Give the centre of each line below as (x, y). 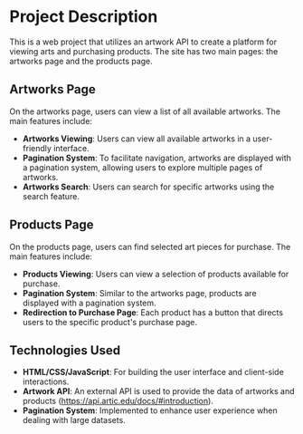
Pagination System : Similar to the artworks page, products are (139, 293)
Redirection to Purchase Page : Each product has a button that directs (152, 312)
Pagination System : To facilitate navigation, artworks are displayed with (157, 158)
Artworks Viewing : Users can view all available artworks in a (137, 139)
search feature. (51, 196)
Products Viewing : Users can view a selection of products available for (156, 274)
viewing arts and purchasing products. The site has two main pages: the (144, 51)
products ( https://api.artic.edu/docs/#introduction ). (118, 401)
